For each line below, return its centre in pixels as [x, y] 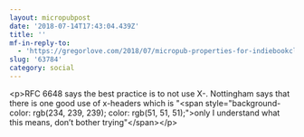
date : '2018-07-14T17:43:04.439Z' [75, 26]
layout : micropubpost [50, 18]
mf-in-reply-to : [40, 43]
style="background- [243, 103]
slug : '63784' [36, 59]
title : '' [28, 34]
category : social [42, 68]
